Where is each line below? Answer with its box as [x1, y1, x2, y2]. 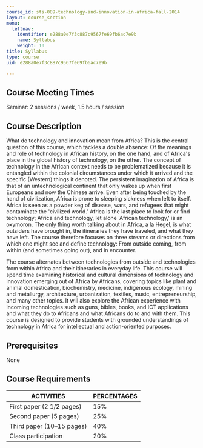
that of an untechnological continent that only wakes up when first [6, 182, 171, 190]
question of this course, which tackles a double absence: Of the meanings [6, 144, 192, 151]
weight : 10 [17, 43, 45, 49]
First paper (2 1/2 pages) [9, 402, 82, 410]
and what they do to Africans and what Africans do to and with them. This [6, 310, 191, 317]
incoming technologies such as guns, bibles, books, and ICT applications [6, 304, 189, 311]
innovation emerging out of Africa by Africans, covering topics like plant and [6, 278, 197, 285]
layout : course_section [6, 15, 67, 21]
